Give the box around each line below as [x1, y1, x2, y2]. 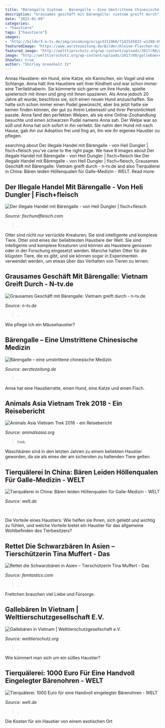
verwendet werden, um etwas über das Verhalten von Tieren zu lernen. [5, 258, 149, 264]
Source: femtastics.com [5, 572, 54, 578]
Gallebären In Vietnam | [5, 605, 79, 614]
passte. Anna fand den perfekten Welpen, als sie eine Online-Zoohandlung [5, 112, 156, 118]
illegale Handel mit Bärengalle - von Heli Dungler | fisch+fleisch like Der [5, 153, 150, 159]
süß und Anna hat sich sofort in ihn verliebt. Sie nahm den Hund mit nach [5, 122, 153, 128]
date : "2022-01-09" [5, 16, 45, 21]
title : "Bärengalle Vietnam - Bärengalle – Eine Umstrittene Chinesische [5, 7, 160, 12]
